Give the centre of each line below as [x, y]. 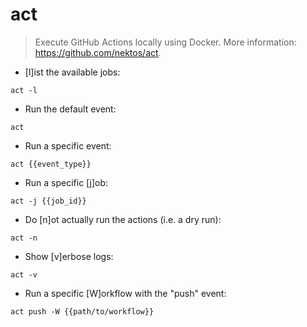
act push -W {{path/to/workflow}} [82, 311]
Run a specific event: [68, 145]
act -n [24, 238]
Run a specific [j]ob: [66, 182]
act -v [24, 274]
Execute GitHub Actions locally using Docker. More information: [165, 42]
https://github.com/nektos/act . [98, 52]
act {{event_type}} [51, 164]
